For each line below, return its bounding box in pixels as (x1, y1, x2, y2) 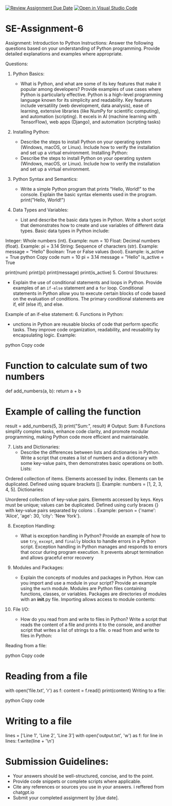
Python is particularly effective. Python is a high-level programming (20, 91, 163, 98)
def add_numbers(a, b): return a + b (5, 388, 81, 394)
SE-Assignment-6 (5, 23, 84, 34)
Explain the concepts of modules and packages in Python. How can (20, 574, 164, 580)
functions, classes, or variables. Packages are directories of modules (20, 591, 167, 597)
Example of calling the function (5, 406, 141, 418)
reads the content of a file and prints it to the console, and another (20, 622, 161, 628)
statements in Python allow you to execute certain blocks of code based (12, 290, 166, 296)
